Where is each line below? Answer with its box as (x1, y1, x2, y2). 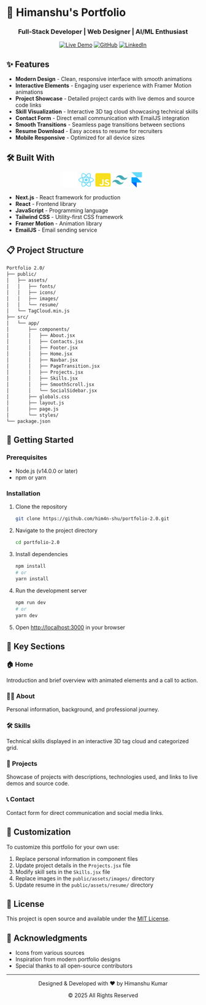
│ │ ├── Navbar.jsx (6, 357, 78, 363)
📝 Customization (6, 827, 71, 838)
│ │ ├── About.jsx (6, 332, 75, 338)
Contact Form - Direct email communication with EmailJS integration (15, 115, 189, 122)
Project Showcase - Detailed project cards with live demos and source (15, 95, 195, 102)
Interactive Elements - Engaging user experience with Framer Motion (15, 82, 192, 90)
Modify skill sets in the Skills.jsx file (15, 868, 110, 876)
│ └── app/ (6, 320, 40, 326)
